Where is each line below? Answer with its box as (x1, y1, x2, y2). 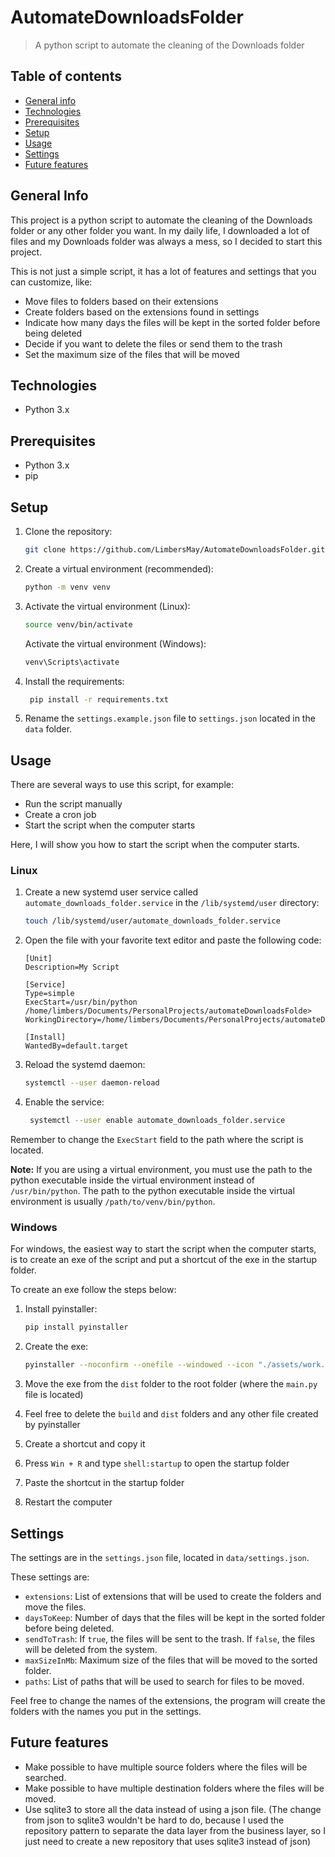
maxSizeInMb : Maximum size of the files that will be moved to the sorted (24, 1654, 318, 1666)
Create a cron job (24, 809, 97, 821)
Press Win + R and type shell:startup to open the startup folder (24, 1457, 290, 1470)
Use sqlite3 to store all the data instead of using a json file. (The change (24, 1803, 322, 1815)
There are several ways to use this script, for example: (10, 779, 234, 791)
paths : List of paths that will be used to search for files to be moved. (24, 1675, 305, 1687)
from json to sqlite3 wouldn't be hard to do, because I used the (24, 1814, 285, 1826)
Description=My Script (24, 962, 120, 973)
